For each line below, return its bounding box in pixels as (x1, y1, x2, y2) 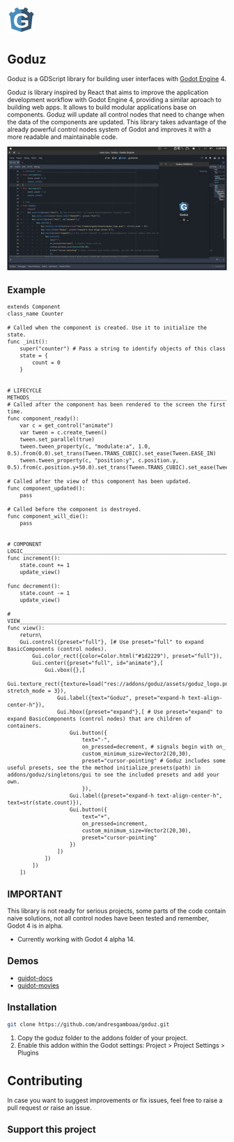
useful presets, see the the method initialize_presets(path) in (7, 764, 201, 772)
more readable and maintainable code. (7, 132, 118, 141)
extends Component (7, 303, 61, 311)
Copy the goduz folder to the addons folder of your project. (17, 1033, 188, 1042)
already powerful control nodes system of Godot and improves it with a (7, 125, 211, 133)
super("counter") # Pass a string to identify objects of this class (19, 345, 226, 353)
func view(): (7, 624, 45, 632)
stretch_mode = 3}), (7, 687, 68, 695)
